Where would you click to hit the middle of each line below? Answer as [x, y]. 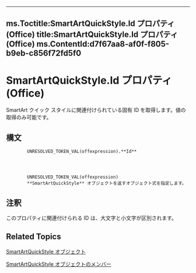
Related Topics [34, 237]
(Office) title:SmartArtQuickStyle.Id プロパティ [92, 35]
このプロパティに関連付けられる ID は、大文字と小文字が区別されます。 [91, 218]
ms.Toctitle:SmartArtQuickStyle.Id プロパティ [90, 24]
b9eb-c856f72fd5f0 [44, 53]
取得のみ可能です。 [29, 117]
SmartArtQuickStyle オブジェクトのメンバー [59, 264]
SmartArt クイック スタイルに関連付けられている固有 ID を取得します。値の [96, 110]
